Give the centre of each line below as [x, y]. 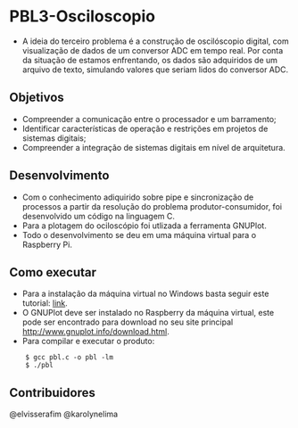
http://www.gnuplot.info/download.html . [95, 332]
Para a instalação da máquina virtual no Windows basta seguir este [145, 294]
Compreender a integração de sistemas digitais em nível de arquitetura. [153, 147]
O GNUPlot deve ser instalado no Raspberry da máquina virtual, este [148, 313]
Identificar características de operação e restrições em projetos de [145, 128]
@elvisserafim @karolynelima [64, 414]
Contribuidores [52, 393]
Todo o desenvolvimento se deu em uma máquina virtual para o [139, 235]
